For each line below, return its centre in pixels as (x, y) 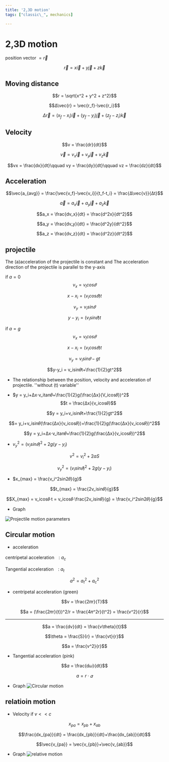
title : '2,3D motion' (28, 10)
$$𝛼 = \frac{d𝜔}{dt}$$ (84, 666)
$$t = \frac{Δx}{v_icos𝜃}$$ (88, 403)
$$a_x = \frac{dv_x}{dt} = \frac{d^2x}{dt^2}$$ (84, 214)
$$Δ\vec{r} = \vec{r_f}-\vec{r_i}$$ (84, 106)
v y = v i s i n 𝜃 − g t (84, 359)
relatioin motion (30, 702)
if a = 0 (13, 277)
